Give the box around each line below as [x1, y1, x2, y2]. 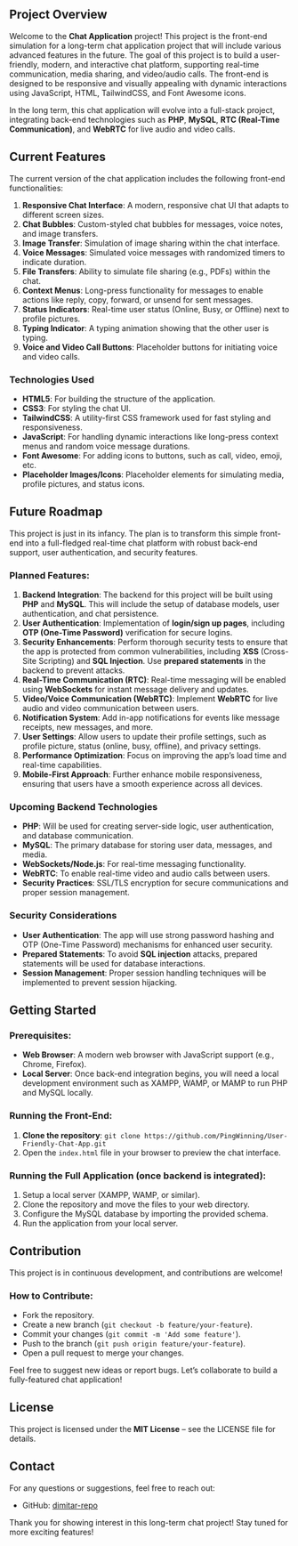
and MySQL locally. [21, 1088, 93, 1098]
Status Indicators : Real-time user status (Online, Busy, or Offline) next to [21, 304, 290, 314]
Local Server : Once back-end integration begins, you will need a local [21, 1068, 279, 1080]
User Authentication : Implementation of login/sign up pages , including [21, 618, 286, 628]
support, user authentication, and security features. [9, 546, 198, 557]
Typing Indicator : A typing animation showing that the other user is [21, 322, 270, 333]
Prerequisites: [9, 1029, 72, 1041]
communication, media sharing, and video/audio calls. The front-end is [9, 69, 270, 79]
